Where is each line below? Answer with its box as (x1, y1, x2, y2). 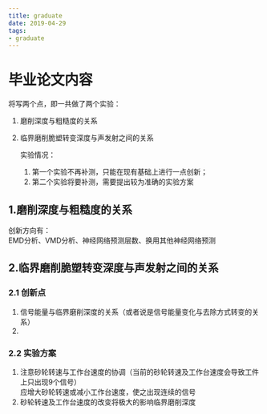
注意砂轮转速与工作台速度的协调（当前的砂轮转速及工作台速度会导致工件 (19, 367, 259, 376)
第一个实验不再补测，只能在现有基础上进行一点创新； (31, 167, 208, 177)
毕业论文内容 (8, 71, 94, 89)
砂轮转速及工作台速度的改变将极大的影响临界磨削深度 (19, 397, 196, 407)
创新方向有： (8, 226, 51, 235)
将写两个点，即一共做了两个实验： (8, 99, 121, 109)
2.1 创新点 (8, 287, 47, 299)
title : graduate (8, 11, 63, 20)
